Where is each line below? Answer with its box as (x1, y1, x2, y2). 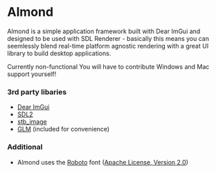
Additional (7, 143, 43, 152)
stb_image (17, 118, 47, 126)
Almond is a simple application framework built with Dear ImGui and (7, 27, 201, 35)
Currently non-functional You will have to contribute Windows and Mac (7, 62, 210, 71)
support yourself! (7, 70, 57, 78)
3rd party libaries (7, 87, 67, 97)
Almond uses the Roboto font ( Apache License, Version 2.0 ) (17, 158, 189, 166)
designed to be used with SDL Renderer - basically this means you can (7, 34, 210, 42)
